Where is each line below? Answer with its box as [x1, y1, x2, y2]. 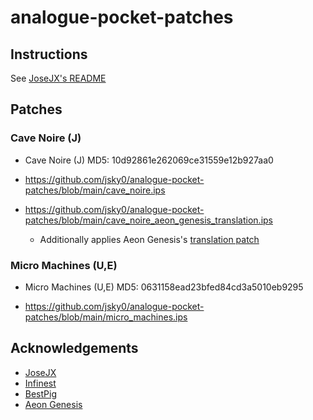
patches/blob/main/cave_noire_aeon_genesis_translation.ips [24, 214, 273, 226]
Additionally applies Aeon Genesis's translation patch [39, 233, 260, 245]
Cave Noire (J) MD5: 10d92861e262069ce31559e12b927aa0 [24, 154, 274, 166]
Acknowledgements [10, 340, 139, 357]
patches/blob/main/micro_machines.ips [24, 311, 188, 323]
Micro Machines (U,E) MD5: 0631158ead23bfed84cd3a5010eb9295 [24, 281, 304, 293]
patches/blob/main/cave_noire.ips [24, 184, 166, 196]
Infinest [24, 377, 57, 389]
